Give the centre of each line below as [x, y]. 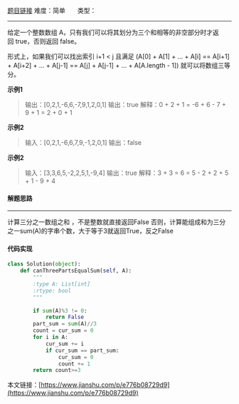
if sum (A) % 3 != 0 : [60, 310]
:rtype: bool [52, 291]
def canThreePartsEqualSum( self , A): [76, 271]
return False [64, 317]
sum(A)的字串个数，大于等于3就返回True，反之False [97, 231]
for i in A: [51, 338]
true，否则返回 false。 [48, 41]
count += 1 [74, 364]
